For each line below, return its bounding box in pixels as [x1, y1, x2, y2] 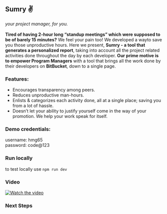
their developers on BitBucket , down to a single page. [5, 63, 116, 69]
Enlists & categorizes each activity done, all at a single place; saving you [12, 98, 161, 104]
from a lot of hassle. [12, 103, 54, 109]
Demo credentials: [5, 126, 51, 133]
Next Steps [5, 202, 33, 209]
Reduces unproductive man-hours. [12, 92, 84, 98]
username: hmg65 [5, 137, 43, 143]
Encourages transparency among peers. [12, 87, 96, 93]
